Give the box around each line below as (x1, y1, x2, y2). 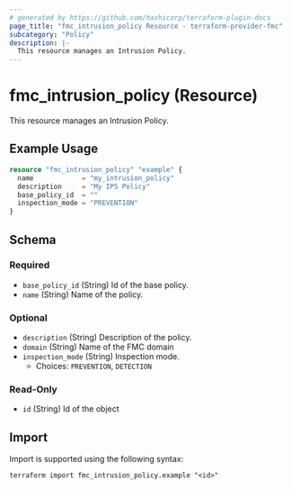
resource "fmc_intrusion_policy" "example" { (9, 165, 182, 174)
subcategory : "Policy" (9, 30, 94, 39)
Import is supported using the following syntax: (9, 454, 184, 465)
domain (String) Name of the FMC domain (22, 341, 175, 352)
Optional (9, 312, 48, 324)
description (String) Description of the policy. (22, 332, 192, 343)
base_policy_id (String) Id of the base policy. (22, 279, 189, 290)
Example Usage (9, 141, 99, 157)
